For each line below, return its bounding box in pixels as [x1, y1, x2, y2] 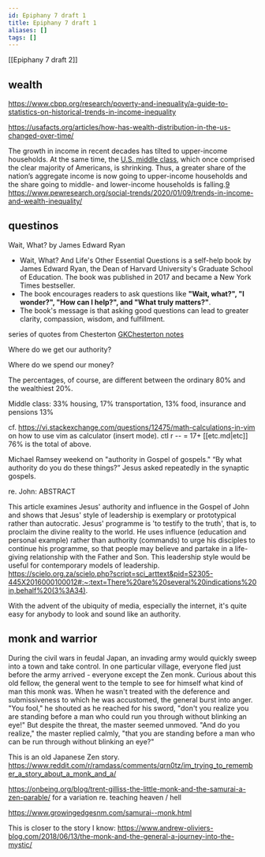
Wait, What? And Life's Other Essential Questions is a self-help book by [19, 255, 252, 265]
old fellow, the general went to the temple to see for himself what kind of [8, 678, 244, 687]
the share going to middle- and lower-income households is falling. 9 [8, 180, 230, 189]
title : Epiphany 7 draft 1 [8, 19, 97, 27]
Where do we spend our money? [8, 360, 114, 369]
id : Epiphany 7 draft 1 [8, 11, 87, 20]
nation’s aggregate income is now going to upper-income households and [8, 171, 248, 181]
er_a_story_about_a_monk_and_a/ [8, 769, 117, 778]
